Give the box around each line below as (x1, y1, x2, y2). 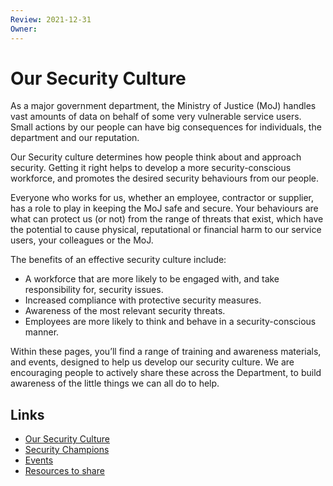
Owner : (10, 24, 38, 34)
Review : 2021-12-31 (10, 14, 92, 25)
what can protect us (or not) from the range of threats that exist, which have (10, 213, 324, 225)
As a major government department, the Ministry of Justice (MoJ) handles (10, 100, 317, 112)
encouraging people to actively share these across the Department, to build (10, 367, 322, 379)
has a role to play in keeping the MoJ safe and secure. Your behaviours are (10, 202, 319, 215)
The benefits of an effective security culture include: (10, 254, 227, 266)
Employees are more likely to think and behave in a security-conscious (24, 316, 317, 328)
